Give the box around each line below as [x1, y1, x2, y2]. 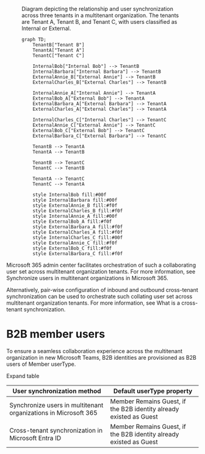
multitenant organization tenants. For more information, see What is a [6, 299, 180, 307]
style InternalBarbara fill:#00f [32, 197, 118, 203]
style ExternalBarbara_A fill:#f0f [32, 224, 123, 230]
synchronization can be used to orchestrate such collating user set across [6, 293, 193, 300]
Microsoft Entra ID [9, 434, 62, 442]
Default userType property [113, 387, 193, 395]
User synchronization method [12, 387, 102, 395]
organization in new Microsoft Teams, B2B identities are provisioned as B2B [6, 354, 196, 361]
